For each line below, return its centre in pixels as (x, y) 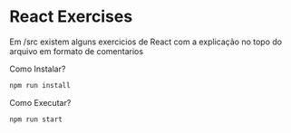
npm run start (36, 119)
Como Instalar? (38, 69)
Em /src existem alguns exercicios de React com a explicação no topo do (146, 42)
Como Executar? (40, 102)
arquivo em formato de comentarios (76, 51)
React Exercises (71, 17)
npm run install (40, 85)
